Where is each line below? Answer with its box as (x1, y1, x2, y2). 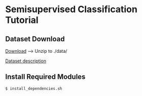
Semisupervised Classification (5, 4, 138, 15)
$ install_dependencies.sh (5, 86, 62, 91)
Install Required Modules (5, 73, 86, 81)
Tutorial (5, 14, 39, 26)
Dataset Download (5, 35, 65, 43)
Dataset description (5, 58, 47, 64)
